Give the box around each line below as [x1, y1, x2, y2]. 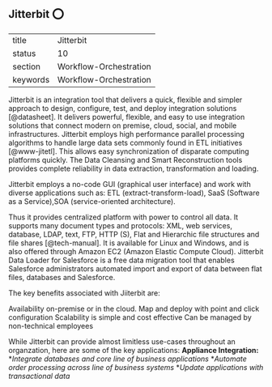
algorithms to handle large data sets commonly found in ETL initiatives [8, 138, 243, 147]
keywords [12, 74, 50, 85]
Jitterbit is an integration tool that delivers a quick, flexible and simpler [8, 95, 243, 104]
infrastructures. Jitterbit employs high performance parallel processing [8, 129, 245, 138]
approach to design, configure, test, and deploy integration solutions [8, 103, 237, 113]
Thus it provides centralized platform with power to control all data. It [8, 212, 239, 222]
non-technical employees [8, 321, 94, 330]
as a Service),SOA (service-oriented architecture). [8, 196, 176, 206]
